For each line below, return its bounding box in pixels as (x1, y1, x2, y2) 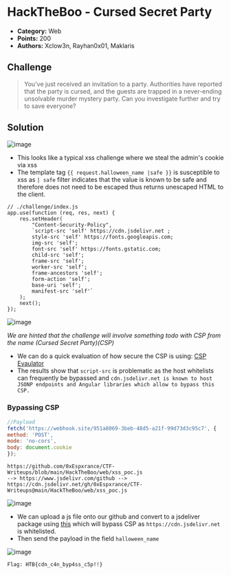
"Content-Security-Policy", (32, 221, 112, 228)
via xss (16, 160, 38, 169)
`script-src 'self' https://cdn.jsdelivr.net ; (32, 227, 170, 234)
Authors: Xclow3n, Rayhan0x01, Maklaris (16, 41, 135, 50)
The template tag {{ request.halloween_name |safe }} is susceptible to (16, 168, 220, 176)
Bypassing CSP (7, 403, 60, 412)
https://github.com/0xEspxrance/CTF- (7, 463, 115, 470)
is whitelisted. (16, 527, 56, 536)
